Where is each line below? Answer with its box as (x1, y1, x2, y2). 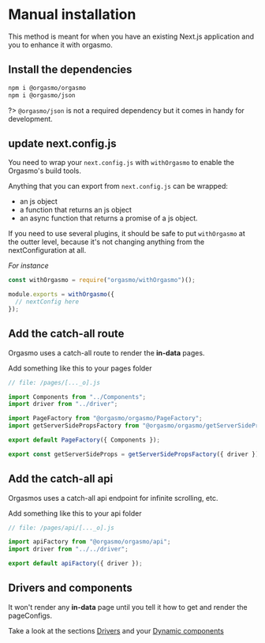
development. (8, 114, 53, 123)
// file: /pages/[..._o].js (8, 378, 101, 386)
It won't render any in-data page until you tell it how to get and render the (8, 602, 248, 611)
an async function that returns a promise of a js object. (19, 213, 198, 223)
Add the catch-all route (8, 327, 125, 340)
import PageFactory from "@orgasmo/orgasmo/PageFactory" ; (8, 415, 203, 423)
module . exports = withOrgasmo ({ (8, 291, 114, 299)
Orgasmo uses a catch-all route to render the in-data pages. (8, 348, 205, 357)
